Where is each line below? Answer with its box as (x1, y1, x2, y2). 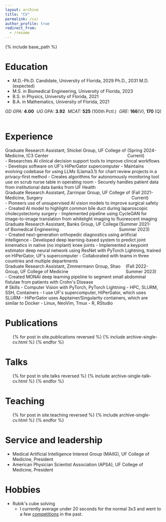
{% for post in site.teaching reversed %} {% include (12, 412, 118, 418)
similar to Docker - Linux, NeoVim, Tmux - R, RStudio (5, 300, 113, 306)
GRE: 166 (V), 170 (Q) (118, 108, 162, 114)
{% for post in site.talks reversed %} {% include (12, 373, 111, 379)
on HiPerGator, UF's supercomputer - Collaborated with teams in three (5, 252, 149, 258)
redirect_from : (5, 26, 37, 31)
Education (5, 61, 48, 72)
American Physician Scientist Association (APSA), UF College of (12, 462, 144, 467)
